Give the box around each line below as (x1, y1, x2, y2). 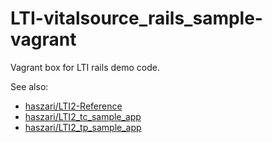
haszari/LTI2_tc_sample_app (24, 110, 142, 122)
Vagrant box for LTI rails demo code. (10, 61, 160, 73)
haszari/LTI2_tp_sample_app (24, 121, 142, 133)
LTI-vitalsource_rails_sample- (10, 7, 263, 30)
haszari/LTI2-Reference (24, 100, 123, 112)
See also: (10, 80, 49, 92)
